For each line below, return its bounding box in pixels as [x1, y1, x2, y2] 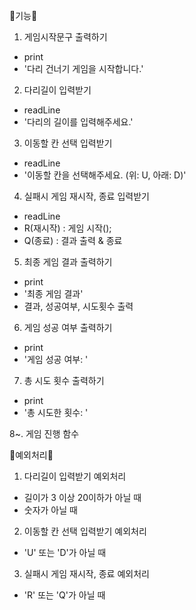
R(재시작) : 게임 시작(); [23, 222, 112, 234]
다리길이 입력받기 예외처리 [23, 470, 127, 482]
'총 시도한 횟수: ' [23, 407, 89, 418]
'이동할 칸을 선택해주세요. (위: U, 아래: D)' [23, 169, 187, 181]
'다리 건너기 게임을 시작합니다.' [23, 63, 144, 74]
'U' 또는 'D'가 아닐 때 [23, 547, 107, 558]
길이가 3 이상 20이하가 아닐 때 [23, 492, 142, 503]
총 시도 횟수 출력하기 [23, 375, 105, 386]
